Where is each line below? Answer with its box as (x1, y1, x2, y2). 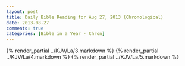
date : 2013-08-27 (6, 20, 49, 26)
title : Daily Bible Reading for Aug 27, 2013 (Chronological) (6, 14, 164, 20)
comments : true (6, 25, 44, 32)
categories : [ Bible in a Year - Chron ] (6, 31, 105, 37)
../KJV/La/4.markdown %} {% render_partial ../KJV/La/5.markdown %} (6, 54, 180, 61)
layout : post (6, 8, 39, 15)
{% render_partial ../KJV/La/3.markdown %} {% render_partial (6, 47, 159, 54)
